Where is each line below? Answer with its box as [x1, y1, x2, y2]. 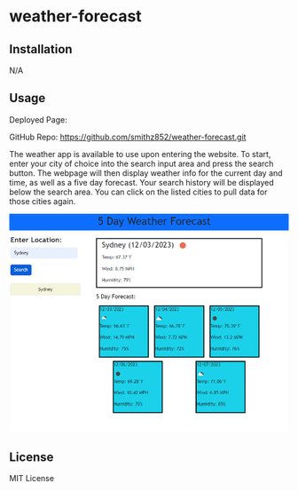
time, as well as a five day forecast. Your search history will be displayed [9, 177, 275, 187]
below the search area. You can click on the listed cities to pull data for [9, 186, 268, 197]
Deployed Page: [9, 114, 68, 125]
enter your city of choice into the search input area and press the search [9, 158, 274, 169]
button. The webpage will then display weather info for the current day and [9, 167, 283, 178]
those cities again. [9, 195, 76, 206]
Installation [9, 42, 73, 57]
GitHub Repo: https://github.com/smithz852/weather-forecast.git [9, 131, 247, 142]
